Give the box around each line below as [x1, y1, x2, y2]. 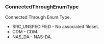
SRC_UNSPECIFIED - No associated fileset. [12, 24, 100, 29]
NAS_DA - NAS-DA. [12, 34, 52, 40]
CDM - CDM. [12, 29, 39, 35]
